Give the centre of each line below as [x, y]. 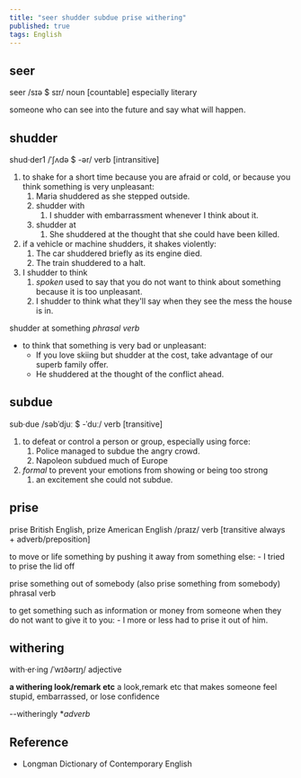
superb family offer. [72, 364]
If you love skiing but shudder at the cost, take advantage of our [155, 355]
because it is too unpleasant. [89, 292]
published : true [40, 26]
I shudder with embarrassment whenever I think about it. [154, 215]
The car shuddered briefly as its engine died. [119, 253]
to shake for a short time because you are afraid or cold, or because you [156, 177]
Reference [39, 742]
